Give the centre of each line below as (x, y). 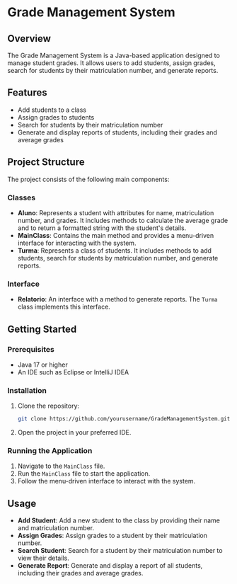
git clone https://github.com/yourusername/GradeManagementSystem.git (124, 419)
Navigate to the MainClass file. (61, 466)
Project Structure (46, 162)
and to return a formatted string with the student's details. (102, 228)
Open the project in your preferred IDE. (74, 433)
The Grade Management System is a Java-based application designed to (114, 55)
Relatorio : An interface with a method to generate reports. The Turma (117, 299)
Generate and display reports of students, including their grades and (117, 132)
